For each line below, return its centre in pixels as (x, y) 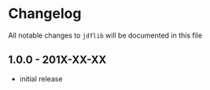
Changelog (45, 14)
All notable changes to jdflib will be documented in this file (105, 35)
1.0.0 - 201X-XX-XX (57, 60)
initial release (41, 78)
